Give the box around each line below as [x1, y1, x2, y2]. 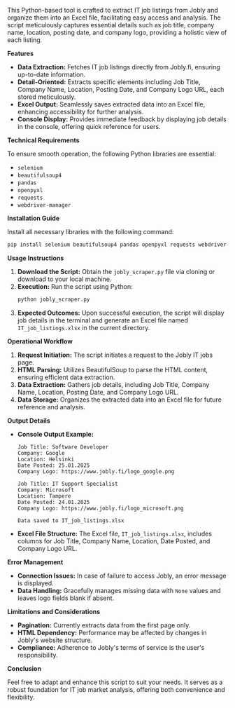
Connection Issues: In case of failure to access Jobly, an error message [17, 571, 227, 580]
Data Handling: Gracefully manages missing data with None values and [17, 586, 222, 594]
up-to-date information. [17, 70, 86, 79]
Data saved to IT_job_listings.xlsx [17, 517, 124, 524]
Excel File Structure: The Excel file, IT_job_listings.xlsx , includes [17, 529, 212, 538]
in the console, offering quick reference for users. [17, 123, 161, 130]
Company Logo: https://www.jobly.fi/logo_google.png [17, 468, 175, 475]
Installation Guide [7, 214, 60, 222]
